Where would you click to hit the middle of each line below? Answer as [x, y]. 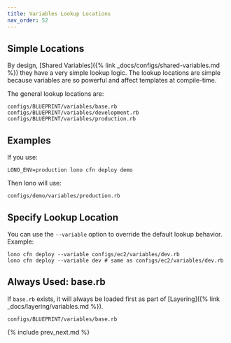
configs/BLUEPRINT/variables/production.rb [72, 119]
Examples [29, 140]
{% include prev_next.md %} [48, 332]
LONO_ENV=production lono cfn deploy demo [70, 170]
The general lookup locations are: [56, 94]
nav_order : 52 [28, 20]
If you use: [22, 157]
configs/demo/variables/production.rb [64, 196]
